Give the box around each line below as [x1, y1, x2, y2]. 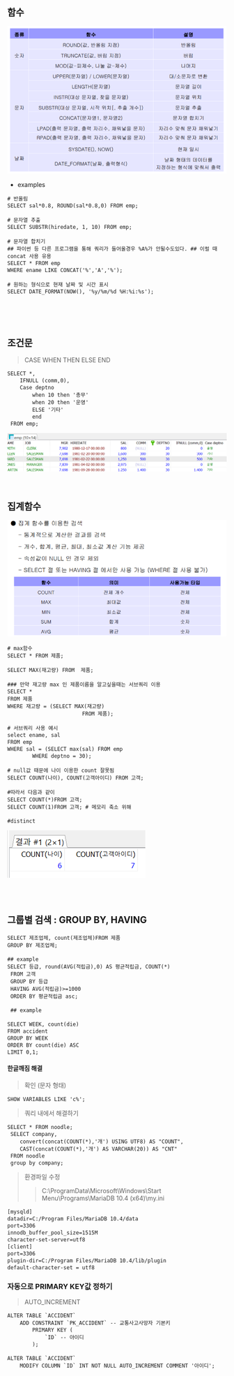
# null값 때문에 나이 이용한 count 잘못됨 [7, 767, 115, 775]
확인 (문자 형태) [24, 1081, 67, 1090]
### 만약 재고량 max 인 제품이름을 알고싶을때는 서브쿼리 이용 [7, 681, 161, 689]
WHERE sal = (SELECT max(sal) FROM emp [7, 746, 123, 753]
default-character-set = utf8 [7, 1264, 95, 1271]
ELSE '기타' [32, 407, 64, 414]
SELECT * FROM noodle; [7, 1124, 73, 1131]
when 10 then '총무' [32, 391, 89, 399]
